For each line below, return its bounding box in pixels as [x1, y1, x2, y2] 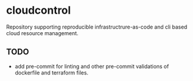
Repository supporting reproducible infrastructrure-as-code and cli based [6, 23, 188, 30]
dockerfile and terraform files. [14, 69, 89, 76]
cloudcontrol [6, 4, 71, 17]
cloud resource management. [6, 29, 79, 36]
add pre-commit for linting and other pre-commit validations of [14, 63, 169, 70]
